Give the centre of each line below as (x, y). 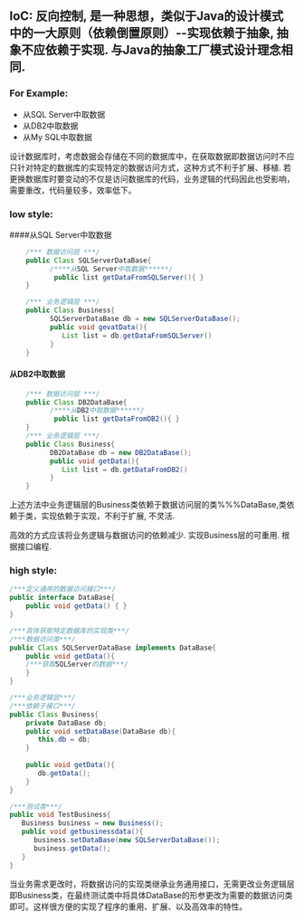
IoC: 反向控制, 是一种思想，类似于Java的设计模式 (147, 16)
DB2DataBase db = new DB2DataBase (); (121, 452)
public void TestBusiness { (60, 815)
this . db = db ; (64, 740)
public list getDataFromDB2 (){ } (117, 419)
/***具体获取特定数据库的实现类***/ (69, 631)
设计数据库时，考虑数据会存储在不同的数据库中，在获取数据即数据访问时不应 (152, 156)
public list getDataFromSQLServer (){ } (129, 277)
